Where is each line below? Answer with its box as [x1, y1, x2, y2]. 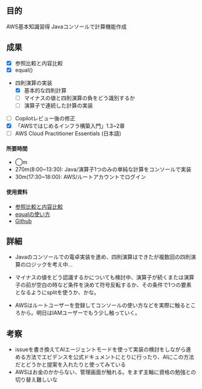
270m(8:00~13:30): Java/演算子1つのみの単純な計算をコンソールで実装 [14, 166, 192, 173]
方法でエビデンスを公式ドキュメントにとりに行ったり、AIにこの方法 [25, 353, 195, 361]
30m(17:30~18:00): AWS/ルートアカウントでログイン [14, 173, 147, 181]
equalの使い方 [14, 210, 51, 217]
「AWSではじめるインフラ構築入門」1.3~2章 [14, 123, 125, 129]
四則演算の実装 [14, 79, 52, 86]
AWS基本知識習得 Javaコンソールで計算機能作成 [6, 23, 127, 30]
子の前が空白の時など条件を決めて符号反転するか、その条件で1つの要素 [14, 281, 192, 289]
